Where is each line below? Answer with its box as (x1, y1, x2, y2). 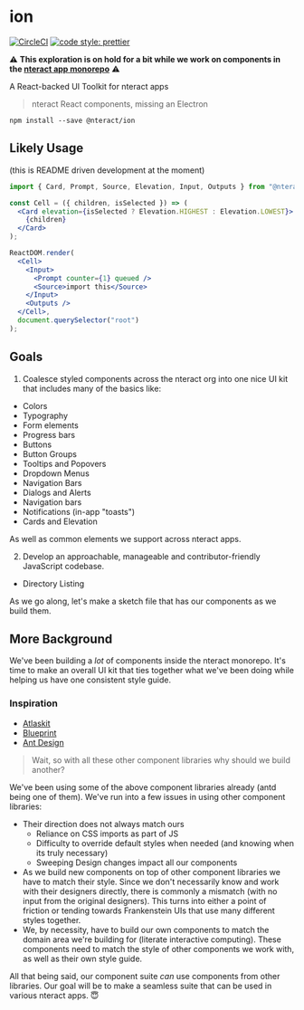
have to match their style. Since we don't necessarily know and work (22, 876, 280, 887)
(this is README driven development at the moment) (9, 165, 205, 176)
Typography (22, 410, 69, 421)
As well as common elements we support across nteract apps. (9, 533, 242, 544)
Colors (22, 400, 48, 411)
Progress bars (22, 429, 75, 440)
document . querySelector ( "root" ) (17, 316, 140, 325)
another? (31, 764, 65, 775)
